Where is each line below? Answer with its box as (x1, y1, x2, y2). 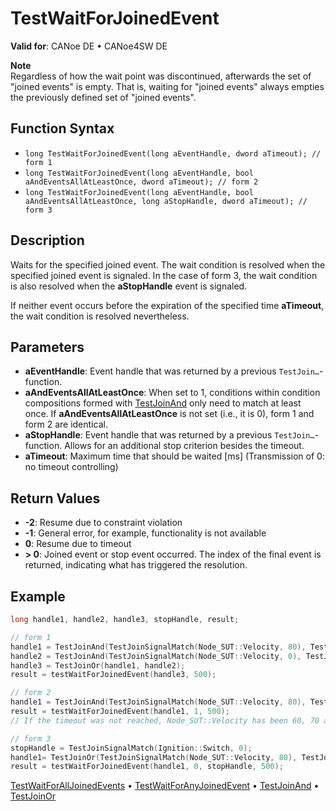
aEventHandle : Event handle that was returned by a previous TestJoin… (24, 365, 320, 377)
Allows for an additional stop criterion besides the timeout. (64, 440, 305, 452)
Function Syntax (10, 120, 115, 137)
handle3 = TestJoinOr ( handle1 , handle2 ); (10, 660, 186, 671)
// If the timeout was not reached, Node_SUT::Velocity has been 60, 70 (10, 715, 320, 726)
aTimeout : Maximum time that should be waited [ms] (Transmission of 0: (24, 450, 325, 462)
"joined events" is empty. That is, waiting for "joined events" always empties (10, 80, 325, 92)
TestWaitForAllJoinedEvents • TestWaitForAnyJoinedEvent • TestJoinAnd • (10, 780, 320, 792)
